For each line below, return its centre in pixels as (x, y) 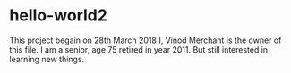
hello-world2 (58, 16)
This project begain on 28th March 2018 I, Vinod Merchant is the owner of (145, 40)
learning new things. (47, 59)
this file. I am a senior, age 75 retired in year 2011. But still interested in (139, 49)
